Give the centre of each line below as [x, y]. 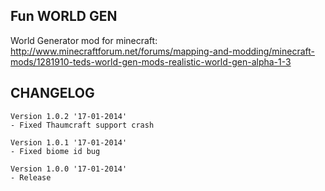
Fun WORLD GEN [64, 16]
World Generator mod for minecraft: [84, 40]
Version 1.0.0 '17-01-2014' [69, 169]
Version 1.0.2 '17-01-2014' [69, 116]
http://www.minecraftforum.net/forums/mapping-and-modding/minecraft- [163, 51]
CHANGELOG [52, 93]
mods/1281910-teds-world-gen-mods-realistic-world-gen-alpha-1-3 [151, 61]
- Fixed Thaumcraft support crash [82, 125]
